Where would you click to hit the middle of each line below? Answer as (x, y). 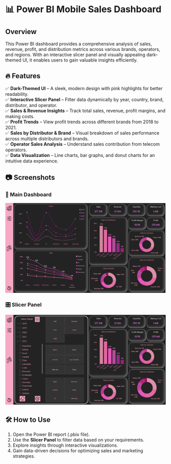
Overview (21, 31)
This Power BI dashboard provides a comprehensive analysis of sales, (79, 44)
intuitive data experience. (32, 161)
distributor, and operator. (31, 105)
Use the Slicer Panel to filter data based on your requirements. (78, 440)
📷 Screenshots (30, 178)
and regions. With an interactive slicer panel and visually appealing (75, 54)
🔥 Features (23, 76)
